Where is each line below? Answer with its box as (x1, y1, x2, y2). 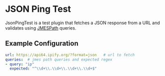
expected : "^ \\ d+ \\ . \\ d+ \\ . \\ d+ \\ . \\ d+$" (9, 66, 97, 71)
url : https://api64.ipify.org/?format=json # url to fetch (5, 52, 135, 57)
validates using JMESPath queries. (5, 25, 76, 31)
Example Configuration (5, 39, 79, 48)
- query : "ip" (5, 62, 35, 67)
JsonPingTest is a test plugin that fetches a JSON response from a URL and (5, 20, 161, 26)
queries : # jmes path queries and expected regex (5, 57, 113, 62)
